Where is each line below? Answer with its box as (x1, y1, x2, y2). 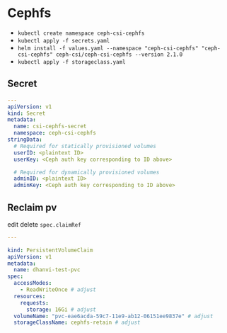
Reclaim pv (7, 201, 57, 213)
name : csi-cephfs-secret (13, 123, 87, 130)
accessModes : (13, 280, 52, 287)
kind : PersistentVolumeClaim (7, 247, 93, 254)
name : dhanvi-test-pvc (13, 266, 81, 273)
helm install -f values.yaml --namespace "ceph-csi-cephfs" (17, 45, 199, 52)
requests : (20, 299, 50, 306)
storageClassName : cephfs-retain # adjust (13, 319, 141, 327)
